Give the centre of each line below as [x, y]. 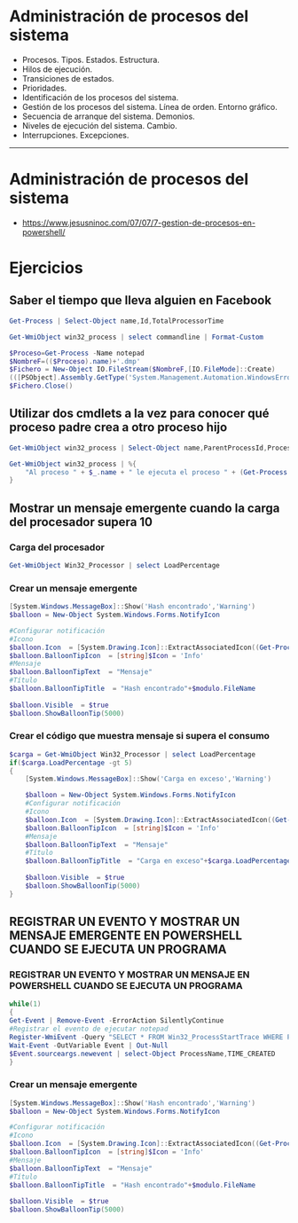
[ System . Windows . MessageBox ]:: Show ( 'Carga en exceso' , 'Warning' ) [149, 779]
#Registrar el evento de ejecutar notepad [89, 1029]
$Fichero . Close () [41, 386]
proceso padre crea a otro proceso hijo [118, 427]
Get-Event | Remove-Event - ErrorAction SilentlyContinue [117, 1021]
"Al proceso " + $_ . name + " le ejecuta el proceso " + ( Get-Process [157, 472]
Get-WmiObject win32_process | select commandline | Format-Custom [137, 337]
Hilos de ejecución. [57, 69]
